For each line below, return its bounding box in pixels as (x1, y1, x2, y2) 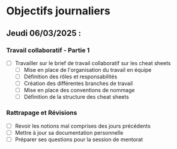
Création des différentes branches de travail (23, 80, 133, 87)
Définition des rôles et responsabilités (23, 73, 118, 80)
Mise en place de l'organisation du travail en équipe (23, 66, 152, 73)
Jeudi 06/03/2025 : (6, 28, 82, 38)
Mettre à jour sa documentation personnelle (14, 129, 124, 136)
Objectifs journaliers (6, 4, 111, 18)
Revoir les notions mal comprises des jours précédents (14, 122, 151, 129)
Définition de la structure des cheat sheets (23, 93, 129, 101)
